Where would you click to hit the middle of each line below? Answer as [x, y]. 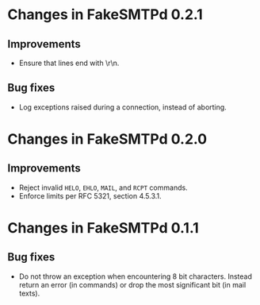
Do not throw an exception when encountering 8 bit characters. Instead [136, 276]
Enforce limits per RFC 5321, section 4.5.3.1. [90, 195]
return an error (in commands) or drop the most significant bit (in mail [132, 284]
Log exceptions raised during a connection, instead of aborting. [122, 107]
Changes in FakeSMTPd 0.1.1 [103, 228]
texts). [29, 293]
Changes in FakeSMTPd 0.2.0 [107, 139]
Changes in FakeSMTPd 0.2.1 [105, 15]
